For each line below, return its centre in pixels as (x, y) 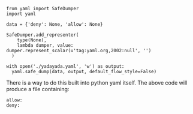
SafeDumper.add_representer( (43, 35)
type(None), (32, 40)
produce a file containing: (38, 89)
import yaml (21, 14)
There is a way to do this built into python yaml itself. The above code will (97, 83)
